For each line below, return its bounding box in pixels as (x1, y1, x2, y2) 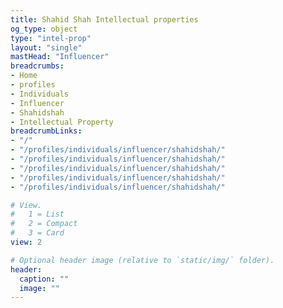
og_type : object (10, 24, 78, 34)
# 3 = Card (10, 228, 65, 238)
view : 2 (10, 237, 43, 247)
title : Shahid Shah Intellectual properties (10, 14, 199, 25)
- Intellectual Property (10, 117, 114, 127)
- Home (10, 71, 38, 81)
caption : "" (19, 274, 70, 284)
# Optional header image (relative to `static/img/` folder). (10, 255, 275, 265)
